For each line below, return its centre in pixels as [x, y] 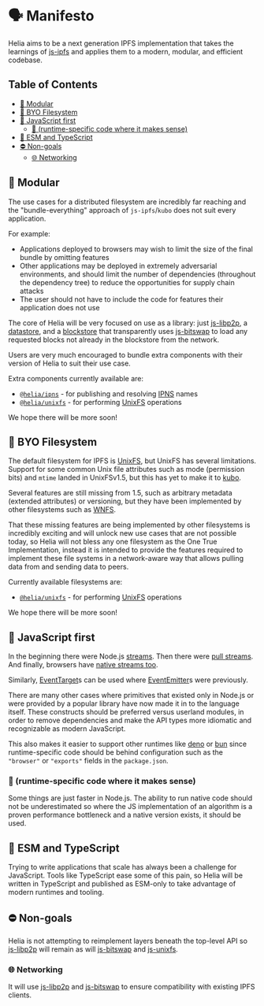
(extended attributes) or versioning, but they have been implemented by [125, 501]
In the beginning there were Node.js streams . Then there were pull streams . [131, 656]
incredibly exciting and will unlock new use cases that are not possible [123, 533]
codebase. [26, 60]
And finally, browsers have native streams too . [84, 665]
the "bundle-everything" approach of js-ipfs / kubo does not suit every [122, 210]
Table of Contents [53, 85]
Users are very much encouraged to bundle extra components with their [125, 355]
